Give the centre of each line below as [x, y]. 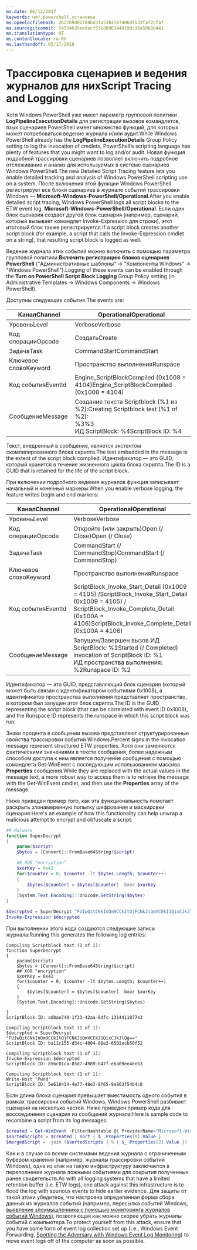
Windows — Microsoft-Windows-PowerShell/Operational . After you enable [98, 196]
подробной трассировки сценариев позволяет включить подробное [92, 158]
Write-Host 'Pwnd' [28, 1079]
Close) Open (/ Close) [103, 536]
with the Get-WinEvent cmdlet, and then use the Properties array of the [93, 783]
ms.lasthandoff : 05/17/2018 [40, 45]
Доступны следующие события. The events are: [65, 300]
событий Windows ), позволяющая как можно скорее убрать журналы [94, 1216]
